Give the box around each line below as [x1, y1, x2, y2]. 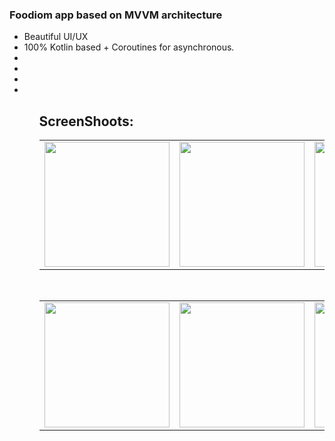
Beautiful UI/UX [23, 31, 89, 43]
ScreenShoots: [38, 113, 134, 130]
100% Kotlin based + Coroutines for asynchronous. [23, 41, 235, 53]
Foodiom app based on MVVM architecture [9, 8, 223, 22]
